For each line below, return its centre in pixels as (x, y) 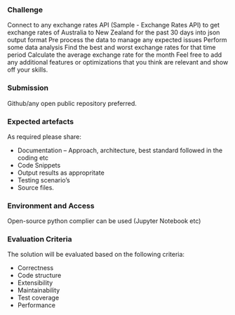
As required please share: (45, 136)
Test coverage (38, 298)
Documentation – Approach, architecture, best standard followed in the (120, 150)
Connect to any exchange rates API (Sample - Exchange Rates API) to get (113, 25)
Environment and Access (51, 206)
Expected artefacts (41, 121)
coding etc (33, 157)
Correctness (35, 268)
